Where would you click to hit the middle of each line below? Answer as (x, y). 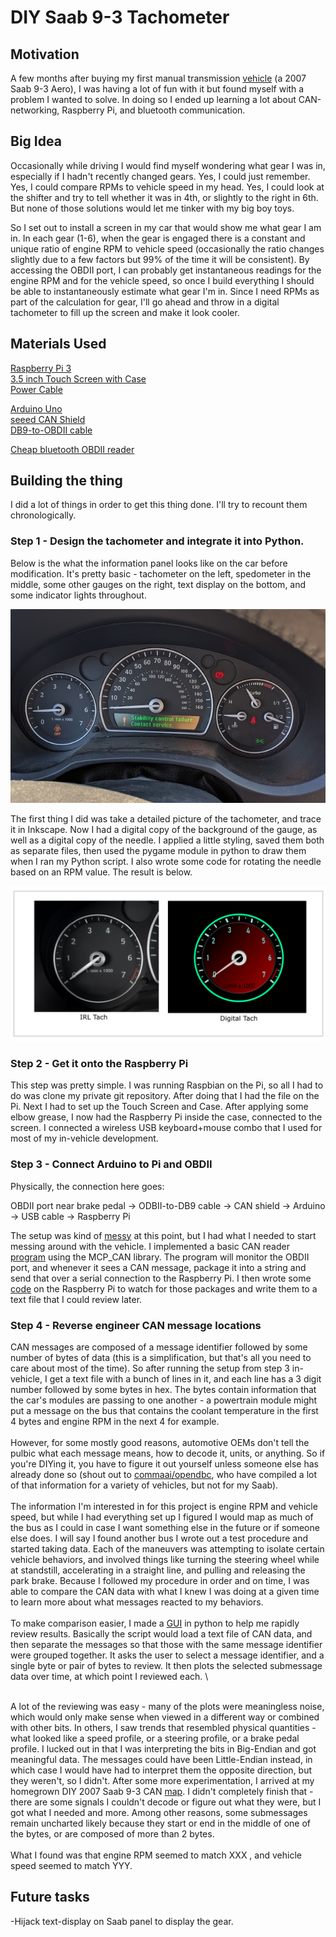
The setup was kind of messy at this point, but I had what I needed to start (163, 1235)
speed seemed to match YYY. (71, 1866)
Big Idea (36, 141)
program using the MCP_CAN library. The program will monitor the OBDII (160, 1257)
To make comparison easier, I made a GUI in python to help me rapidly (155, 1623)
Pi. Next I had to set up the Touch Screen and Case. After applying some (159, 1107)
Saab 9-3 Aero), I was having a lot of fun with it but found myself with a (157, 89)
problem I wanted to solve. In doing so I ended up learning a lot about (153, 99)
